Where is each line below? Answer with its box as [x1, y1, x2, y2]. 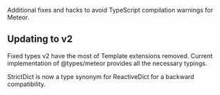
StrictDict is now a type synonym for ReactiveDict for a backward [7, 72, 195, 80]
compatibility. [7, 80, 47, 88]
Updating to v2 [7, 33, 73, 45]
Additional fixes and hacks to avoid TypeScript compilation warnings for [7, 6, 214, 14]
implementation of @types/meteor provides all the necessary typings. [7, 59, 207, 67]
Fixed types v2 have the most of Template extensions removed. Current [7, 51, 213, 60]
